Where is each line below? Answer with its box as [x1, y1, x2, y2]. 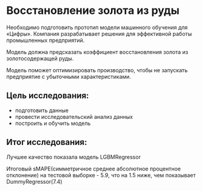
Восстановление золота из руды [6, 4, 180, 18]
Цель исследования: [6, 90, 89, 101]
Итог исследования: [6, 137, 87, 147]
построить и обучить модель [15, 119, 91, 127]
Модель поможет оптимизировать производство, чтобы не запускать [6, 66, 188, 73]
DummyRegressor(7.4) [6, 178, 62, 185]
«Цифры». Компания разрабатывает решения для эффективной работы [6, 30, 192, 37]
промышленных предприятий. [6, 36, 85, 44]
